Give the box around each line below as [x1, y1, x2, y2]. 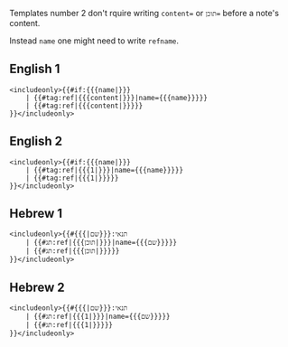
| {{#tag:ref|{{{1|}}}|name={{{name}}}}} [25, 165, 183, 174]
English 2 [9, 134, 63, 149]
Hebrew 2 [9, 279, 65, 295]
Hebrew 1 [9, 206, 63, 221]
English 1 [9, 61, 60, 77]
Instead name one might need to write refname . [9, 35, 179, 46]
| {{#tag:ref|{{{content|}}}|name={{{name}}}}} [25, 93, 208, 102]
